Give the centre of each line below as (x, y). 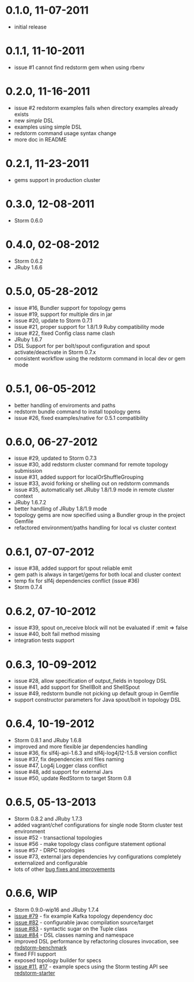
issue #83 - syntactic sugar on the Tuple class (71, 929)
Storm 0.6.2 (28, 261)
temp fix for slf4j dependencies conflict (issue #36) (77, 581)
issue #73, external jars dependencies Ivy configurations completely (98, 856)
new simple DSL (34, 120)
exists (21, 114)
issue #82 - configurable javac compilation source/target (84, 923)
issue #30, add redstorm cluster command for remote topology (91, 465)
